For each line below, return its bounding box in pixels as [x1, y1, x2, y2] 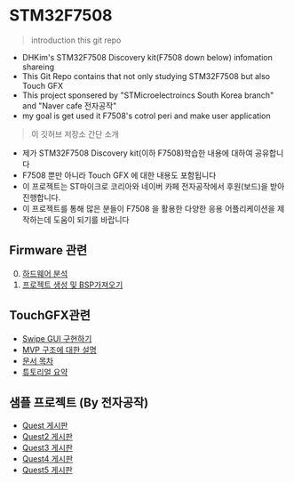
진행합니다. [21, 192, 61, 203]
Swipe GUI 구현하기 [21, 333, 92, 343]
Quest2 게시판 [21, 431, 74, 442]
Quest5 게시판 [21, 464, 73, 476]
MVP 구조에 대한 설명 [21, 344, 98, 355]
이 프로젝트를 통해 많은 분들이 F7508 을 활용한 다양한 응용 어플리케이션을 [21, 203, 275, 213]
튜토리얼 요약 [21, 366, 68, 377]
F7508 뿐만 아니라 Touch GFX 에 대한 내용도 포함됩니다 [21, 170, 217, 181]
